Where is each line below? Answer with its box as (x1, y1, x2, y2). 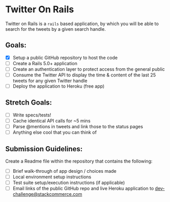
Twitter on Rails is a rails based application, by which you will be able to (5, 21, 159, 27)
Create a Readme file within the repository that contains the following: (5, 158, 153, 164)
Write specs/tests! (12, 112, 51, 118)
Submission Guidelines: (5, 145, 83, 153)
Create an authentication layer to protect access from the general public (12, 66, 165, 72)
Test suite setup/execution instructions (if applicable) (12, 179, 125, 186)
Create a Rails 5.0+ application (12, 60, 78, 66)
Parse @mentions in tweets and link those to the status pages (12, 124, 143, 129)
